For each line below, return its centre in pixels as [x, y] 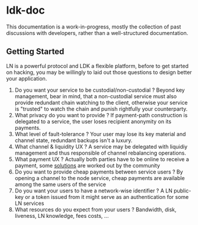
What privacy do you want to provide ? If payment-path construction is [101, 115]
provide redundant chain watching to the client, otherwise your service [101, 102]
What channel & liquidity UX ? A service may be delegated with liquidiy [101, 146]
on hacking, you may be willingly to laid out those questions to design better [99, 72]
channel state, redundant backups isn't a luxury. [74, 140]
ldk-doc [26, 10]
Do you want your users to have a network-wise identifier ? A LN [94, 191]
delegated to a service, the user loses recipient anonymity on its [93, 121]
